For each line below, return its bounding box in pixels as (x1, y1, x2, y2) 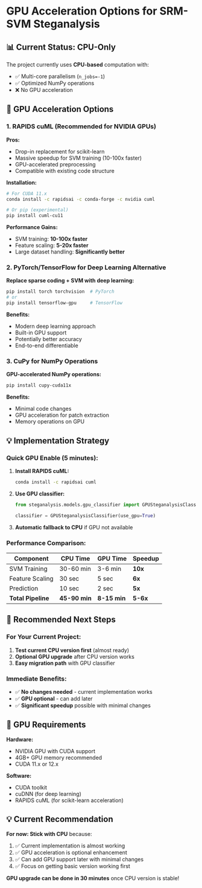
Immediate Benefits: (6, 674, 67, 683)
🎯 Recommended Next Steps (6, 615, 116, 625)
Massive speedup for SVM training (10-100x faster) (14, 154, 142, 162)
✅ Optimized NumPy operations (14, 80, 95, 87)
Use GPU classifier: (14, 490, 65, 497)
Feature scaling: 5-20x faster (14, 242, 89, 249)
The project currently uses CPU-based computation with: (6, 61, 150, 68)
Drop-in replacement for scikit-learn (14, 148, 105, 155)
